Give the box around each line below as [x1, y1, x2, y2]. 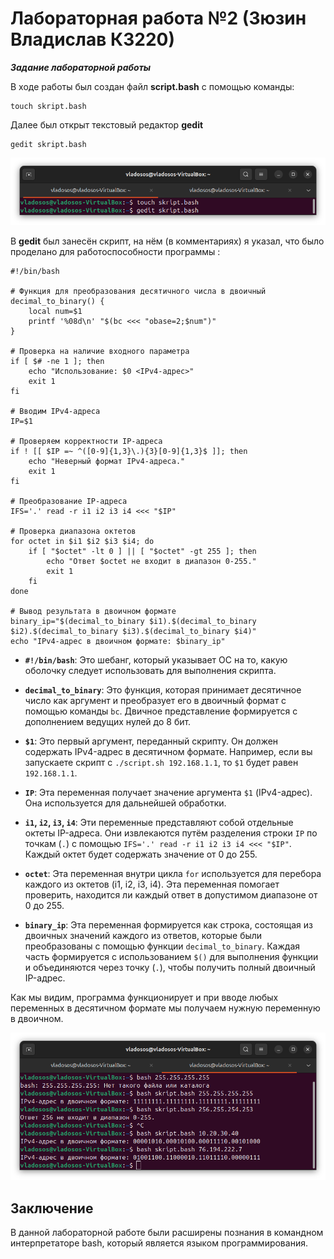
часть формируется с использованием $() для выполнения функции [24, 951, 319, 963]
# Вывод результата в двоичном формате [10, 607, 177, 617]
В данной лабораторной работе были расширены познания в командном [10, 1227, 324, 1239]
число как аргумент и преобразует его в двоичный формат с [24, 695, 287, 707]
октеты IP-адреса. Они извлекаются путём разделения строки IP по [24, 827, 318, 839]
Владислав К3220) [10, 28, 175, 51]
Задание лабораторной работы [10, 61, 152, 73]
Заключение [10, 1200, 94, 1217]
